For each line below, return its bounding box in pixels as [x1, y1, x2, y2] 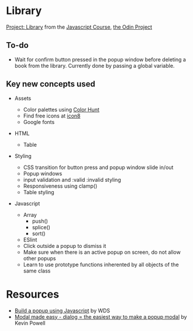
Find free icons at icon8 [23, 112, 81, 119]
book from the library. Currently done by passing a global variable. [14, 62, 175, 69]
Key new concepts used [6, 79, 95, 89]
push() [32, 218, 49, 225]
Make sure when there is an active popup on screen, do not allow [23, 249, 181, 256]
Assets [14, 95, 32, 102]
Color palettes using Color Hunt [23, 106, 99, 113]
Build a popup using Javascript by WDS [14, 307, 111, 314]
